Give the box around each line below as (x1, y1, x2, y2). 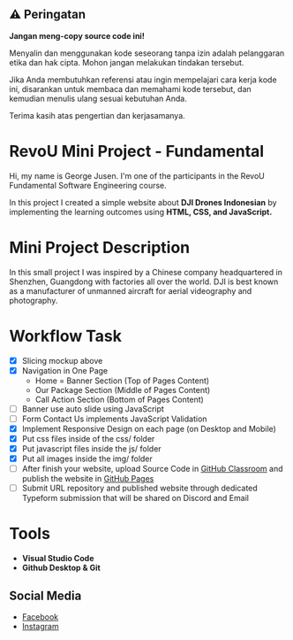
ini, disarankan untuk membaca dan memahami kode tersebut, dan (9, 83, 252, 94)
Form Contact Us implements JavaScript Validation (21, 413, 207, 424)
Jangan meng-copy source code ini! (9, 30, 146, 41)
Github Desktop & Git (21, 562, 101, 574)
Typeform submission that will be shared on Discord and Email (21, 493, 250, 504)
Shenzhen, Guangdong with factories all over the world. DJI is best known (9, 276, 279, 287)
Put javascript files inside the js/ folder (21, 443, 162, 454)
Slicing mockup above (21, 355, 103, 366)
